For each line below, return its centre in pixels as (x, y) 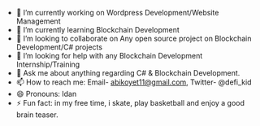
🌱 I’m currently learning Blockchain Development (98, 30)
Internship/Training (48, 64)
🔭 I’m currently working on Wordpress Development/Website (117, 13)
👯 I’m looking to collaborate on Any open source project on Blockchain (134, 38)
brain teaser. (37, 115)
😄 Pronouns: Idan (46, 94)
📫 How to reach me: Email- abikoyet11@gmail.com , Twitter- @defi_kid (134, 82)
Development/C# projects (59, 47)
